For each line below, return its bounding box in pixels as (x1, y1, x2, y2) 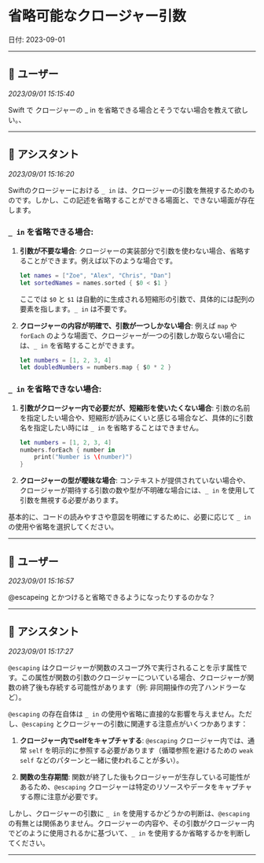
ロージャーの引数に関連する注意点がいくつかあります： (69, 719, 248, 728)
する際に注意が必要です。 (19, 791, 102, 801)
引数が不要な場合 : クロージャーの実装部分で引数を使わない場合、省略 (19, 246, 244, 255)
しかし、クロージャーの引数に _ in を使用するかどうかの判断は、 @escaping (8, 809, 250, 818)
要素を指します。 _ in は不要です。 (19, 304, 131, 314)
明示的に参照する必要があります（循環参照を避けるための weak (51, 746, 254, 755)
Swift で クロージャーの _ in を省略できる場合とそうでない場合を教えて (8, 105, 235, 114)
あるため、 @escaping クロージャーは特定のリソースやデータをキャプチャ (19, 782, 253, 791)
